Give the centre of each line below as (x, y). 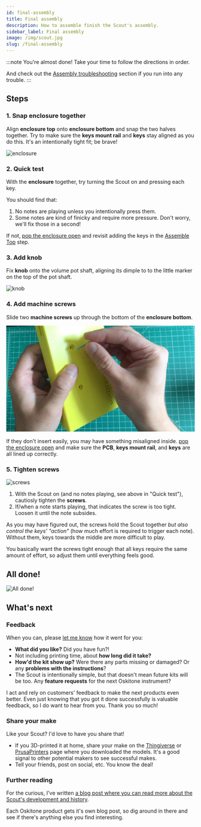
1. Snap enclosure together (46, 116)
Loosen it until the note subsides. (56, 513)
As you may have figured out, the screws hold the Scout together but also (97, 525)
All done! (23, 574)
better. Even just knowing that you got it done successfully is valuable (92, 699)
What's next (29, 608)
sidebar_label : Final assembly (45, 32)
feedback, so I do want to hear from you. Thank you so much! (82, 705)
